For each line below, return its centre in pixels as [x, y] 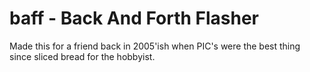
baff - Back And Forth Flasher [134, 18]
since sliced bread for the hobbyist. [82, 56]
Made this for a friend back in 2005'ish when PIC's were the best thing [155, 46]
